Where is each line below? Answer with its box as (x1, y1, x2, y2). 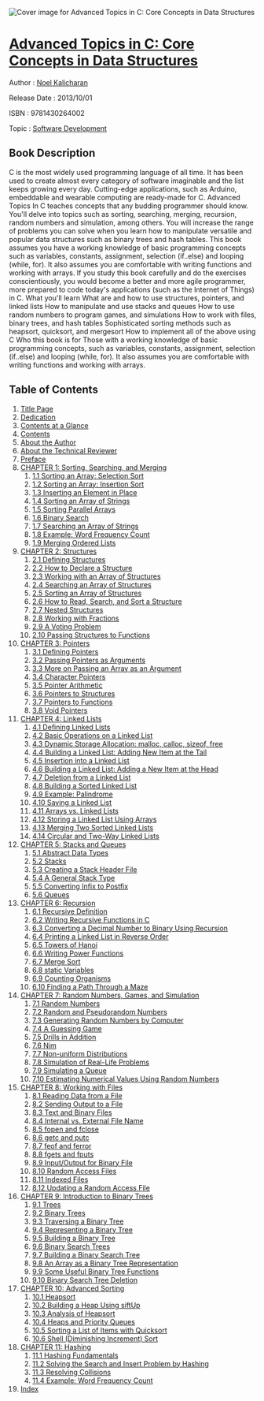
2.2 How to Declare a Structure (31, 563, 133, 572)
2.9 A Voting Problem (31, 621, 101, 631)
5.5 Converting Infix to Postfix (31, 881, 129, 891)
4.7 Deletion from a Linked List (31, 773, 131, 782)
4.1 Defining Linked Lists (31, 722, 111, 732)
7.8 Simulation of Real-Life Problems (31, 1057, 150, 1067)
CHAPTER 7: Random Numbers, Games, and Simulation (20, 990, 200, 1000)
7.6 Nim (31, 1041, 57, 1050)
